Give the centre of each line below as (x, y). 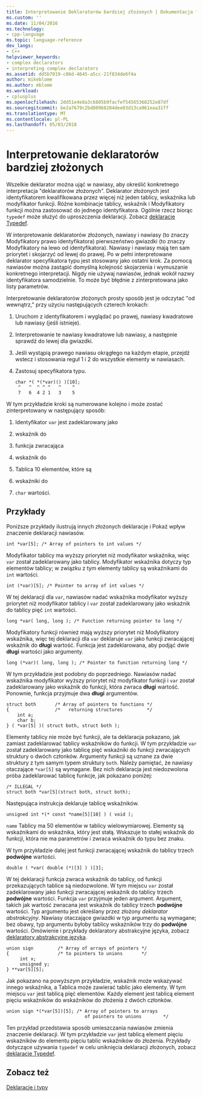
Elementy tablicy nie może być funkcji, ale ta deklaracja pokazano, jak (93, 737)
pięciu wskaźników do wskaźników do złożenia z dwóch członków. (89, 1000)
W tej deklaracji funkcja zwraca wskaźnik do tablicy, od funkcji (84, 879)
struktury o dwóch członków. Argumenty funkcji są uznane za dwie (90, 756)
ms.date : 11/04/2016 (32, 23)
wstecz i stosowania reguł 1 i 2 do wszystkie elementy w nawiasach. (100, 359)
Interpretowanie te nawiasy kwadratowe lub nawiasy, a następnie (96, 335)
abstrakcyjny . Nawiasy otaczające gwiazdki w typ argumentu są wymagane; (101, 917)
